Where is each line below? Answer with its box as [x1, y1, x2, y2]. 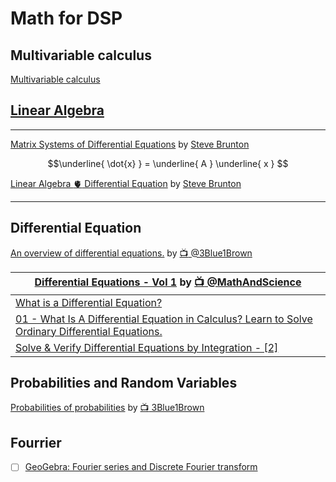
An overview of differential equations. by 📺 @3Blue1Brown [10, 247, 253, 259]
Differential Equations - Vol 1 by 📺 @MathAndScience [34, 275, 302, 289]
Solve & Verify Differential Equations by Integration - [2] [15, 340, 279, 354]
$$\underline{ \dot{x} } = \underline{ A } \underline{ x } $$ [47, 157, 289, 169]
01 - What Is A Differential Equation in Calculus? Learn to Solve [15, 312, 313, 326]
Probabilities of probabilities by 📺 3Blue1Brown [10, 402, 205, 414]
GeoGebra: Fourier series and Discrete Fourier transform [24, 461, 258, 473]
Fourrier [10, 434, 62, 451]
